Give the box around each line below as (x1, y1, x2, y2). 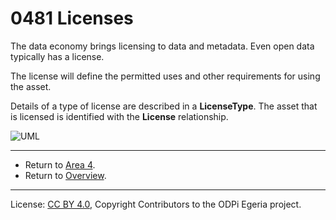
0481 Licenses (10, 7, 134, 30)
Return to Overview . (24, 169, 107, 181)
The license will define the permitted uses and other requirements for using (10, 70, 321, 82)
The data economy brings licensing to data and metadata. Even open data (10, 40, 315, 52)
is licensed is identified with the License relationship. (10, 110, 229, 122)
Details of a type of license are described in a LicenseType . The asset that (10, 100, 318, 112)
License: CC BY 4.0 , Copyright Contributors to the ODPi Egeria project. (10, 198, 302, 210)
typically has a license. (10, 50, 105, 62)
